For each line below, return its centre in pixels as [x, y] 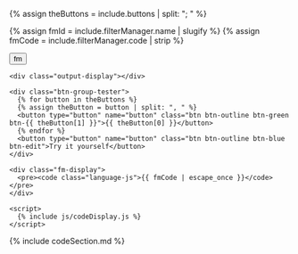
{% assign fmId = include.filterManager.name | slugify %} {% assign [135, 31]
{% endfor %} [41, 131]
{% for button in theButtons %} [78, 100]
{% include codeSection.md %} [67, 241]
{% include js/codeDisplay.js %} [79, 217]
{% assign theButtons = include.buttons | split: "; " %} [108, 14]
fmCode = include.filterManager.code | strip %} [97, 41]
